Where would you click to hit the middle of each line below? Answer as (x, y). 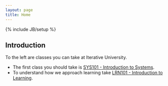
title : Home (18, 15)
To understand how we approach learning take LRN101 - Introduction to (88, 73)
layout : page (19, 10)
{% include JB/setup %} (31, 29)
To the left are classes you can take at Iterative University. (66, 58)
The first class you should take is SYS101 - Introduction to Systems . (83, 67)
